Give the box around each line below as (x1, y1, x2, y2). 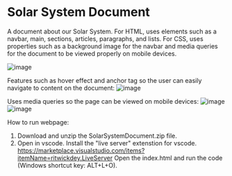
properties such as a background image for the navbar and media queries (7, 42, 218, 50)
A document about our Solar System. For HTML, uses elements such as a (7, 27, 217, 35)
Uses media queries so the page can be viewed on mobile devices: (7, 97, 199, 105)
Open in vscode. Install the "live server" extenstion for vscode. (17, 138, 197, 147)
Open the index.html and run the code (114, 154, 223, 162)
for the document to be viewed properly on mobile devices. (7, 49, 177, 58)
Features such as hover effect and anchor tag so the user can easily (7, 76, 202, 84)
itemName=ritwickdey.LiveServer (17, 154, 113, 162)
